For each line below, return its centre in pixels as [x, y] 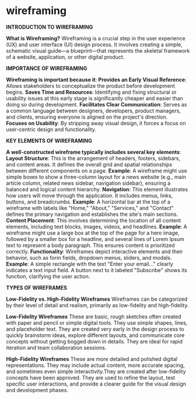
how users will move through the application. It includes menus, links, [90, 195]
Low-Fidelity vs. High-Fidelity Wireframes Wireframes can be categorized [97, 299]
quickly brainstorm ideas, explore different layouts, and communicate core [95, 335]
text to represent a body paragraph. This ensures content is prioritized [90, 245]
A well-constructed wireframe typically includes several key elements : [94, 152]
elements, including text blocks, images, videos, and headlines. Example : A [97, 226]
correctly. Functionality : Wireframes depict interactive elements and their [94, 251]
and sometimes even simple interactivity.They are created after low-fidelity [96, 371]
